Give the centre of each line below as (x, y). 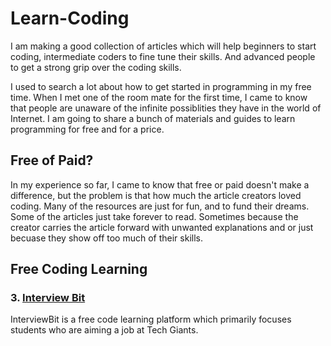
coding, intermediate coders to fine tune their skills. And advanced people (163, 56)
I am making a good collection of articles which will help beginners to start (163, 46)
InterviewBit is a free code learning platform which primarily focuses (151, 319)
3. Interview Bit (48, 298)
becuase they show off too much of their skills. (106, 238)
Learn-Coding (70, 18)
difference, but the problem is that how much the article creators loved (156, 195)
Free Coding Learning (79, 269)
